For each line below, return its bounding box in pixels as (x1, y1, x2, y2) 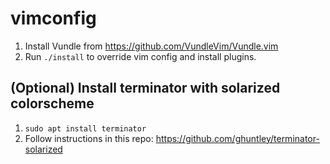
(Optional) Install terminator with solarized (10, 80, 281, 97)
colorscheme (10, 95, 95, 112)
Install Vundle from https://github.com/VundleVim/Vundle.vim (24, 40, 279, 52)
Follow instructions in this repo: (24, 132, 154, 144)
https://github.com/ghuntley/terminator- (155, 132, 320, 144)
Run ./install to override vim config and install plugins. (24, 50, 257, 62)
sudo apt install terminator (24, 123, 147, 134)
